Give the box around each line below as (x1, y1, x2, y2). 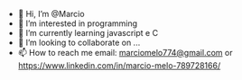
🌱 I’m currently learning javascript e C (17, 28, 159, 38)
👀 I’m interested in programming (17, 18, 138, 29)
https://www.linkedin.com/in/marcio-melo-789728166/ (17, 60, 221, 71)
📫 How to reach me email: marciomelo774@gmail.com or (17, 48, 233, 58)
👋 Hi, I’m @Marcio (17, 9, 85, 19)
